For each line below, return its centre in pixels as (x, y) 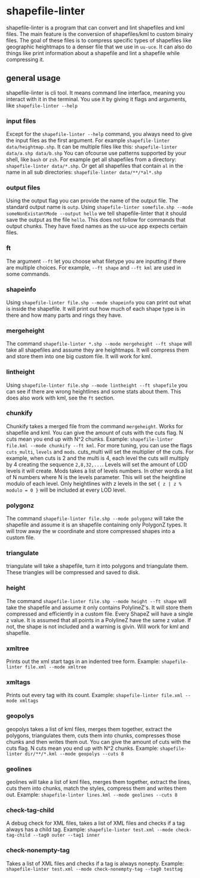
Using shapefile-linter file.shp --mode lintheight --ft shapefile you (97, 385)
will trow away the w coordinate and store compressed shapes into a (91, 531)
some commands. (28, 274)
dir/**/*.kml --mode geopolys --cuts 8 (74, 754)
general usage (33, 78)
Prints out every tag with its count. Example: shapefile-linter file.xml (95, 695)
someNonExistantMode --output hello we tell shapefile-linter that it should (96, 213)
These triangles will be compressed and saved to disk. (73, 573)
